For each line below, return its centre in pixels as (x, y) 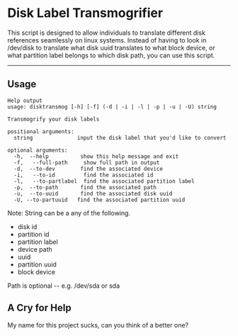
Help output (25, 101)
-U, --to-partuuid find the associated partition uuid (100, 200)
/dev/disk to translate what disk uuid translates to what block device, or (112, 47)
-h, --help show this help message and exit (96, 156)
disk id (27, 226)
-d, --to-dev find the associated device (88, 169)
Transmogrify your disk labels (53, 119)
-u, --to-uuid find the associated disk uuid (93, 194)
